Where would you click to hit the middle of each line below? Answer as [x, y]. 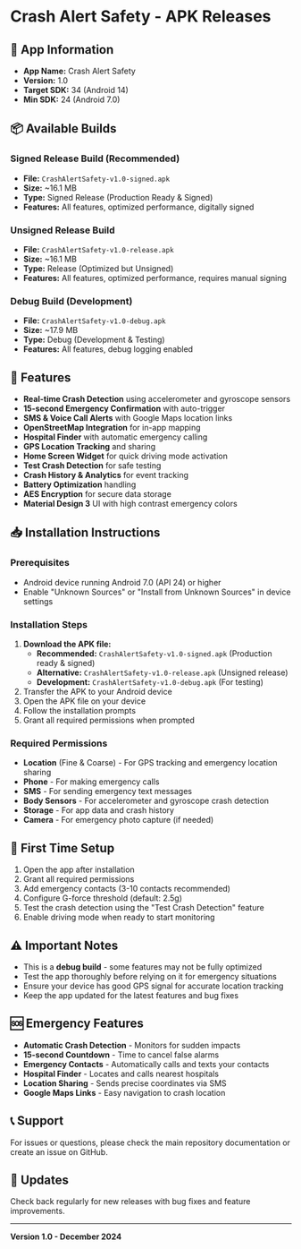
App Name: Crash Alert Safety [79, 71]
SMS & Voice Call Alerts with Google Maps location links [128, 418]
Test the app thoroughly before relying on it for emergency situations [150, 976]
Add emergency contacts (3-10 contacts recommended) [127, 889]
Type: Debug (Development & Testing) [94, 340]
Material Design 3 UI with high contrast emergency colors [130, 504]
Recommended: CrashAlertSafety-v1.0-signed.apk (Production [154, 654]
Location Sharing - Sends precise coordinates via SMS [125, 1083]
